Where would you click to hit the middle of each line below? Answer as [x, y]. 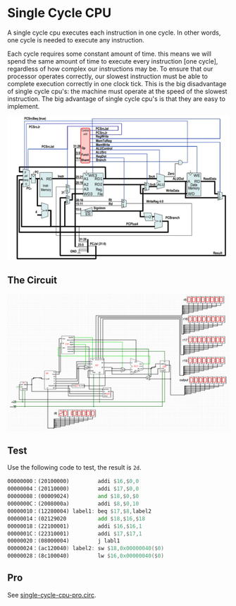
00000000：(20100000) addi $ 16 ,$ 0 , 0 [73, 482]
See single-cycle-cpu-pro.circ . [52, 595]
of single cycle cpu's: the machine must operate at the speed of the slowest [117, 91]
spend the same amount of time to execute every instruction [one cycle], [113, 61]
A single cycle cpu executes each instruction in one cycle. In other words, [114, 32]
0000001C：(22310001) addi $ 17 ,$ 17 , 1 [75, 534]
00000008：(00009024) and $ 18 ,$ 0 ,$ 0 [73, 497]
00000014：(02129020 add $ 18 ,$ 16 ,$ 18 [76, 518]
